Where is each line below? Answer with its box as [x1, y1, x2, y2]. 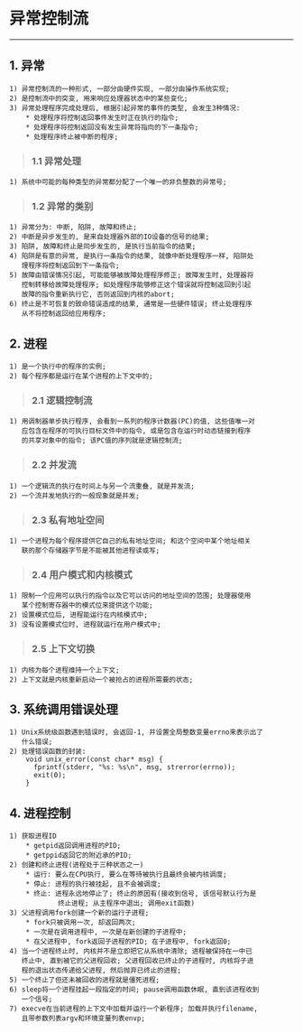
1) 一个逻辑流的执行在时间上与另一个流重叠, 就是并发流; [9, 481, 196, 490]
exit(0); [32, 771, 67, 780]
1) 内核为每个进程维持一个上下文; [9, 665, 120, 674]
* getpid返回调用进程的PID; [25, 841, 122, 851]
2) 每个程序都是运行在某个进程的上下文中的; [9, 372, 153, 381]
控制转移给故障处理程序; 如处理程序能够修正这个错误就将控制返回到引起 [21, 281, 252, 290]
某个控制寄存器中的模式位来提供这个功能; [21, 601, 153, 610]
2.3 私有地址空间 [31, 514, 105, 526]
